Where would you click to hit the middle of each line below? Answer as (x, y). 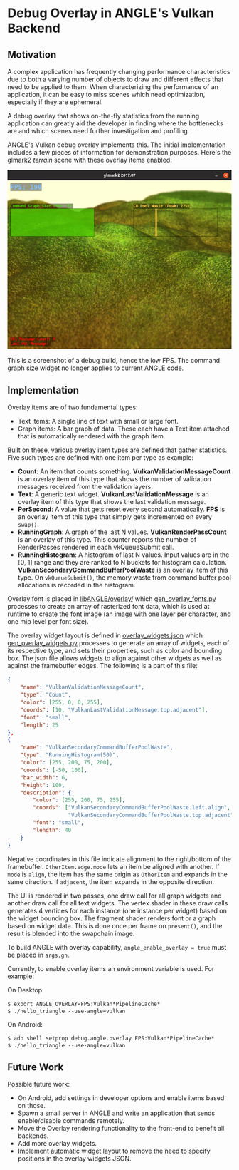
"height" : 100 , (43, 785)
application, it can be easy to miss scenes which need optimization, (106, 94)
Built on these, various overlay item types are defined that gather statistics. (117, 450)
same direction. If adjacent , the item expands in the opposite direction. (111, 881)
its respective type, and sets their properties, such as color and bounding (115, 651)
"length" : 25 (39, 725)
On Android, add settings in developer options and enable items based (121, 1098)
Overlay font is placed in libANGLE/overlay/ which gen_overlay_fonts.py (112, 599)
